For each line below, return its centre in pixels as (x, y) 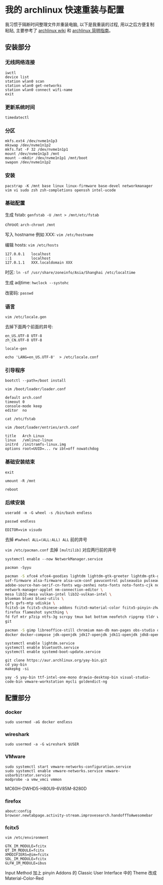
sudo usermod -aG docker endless (39, 722)
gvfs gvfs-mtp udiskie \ (30, 603)
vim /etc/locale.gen (26, 317)
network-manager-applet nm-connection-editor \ (54, 590)
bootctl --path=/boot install (36, 381)
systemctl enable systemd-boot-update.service (53, 652)
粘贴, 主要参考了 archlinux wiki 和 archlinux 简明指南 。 (59, 30)
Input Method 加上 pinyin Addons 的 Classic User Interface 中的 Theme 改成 (81, 873)
